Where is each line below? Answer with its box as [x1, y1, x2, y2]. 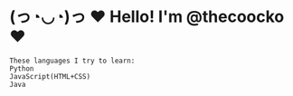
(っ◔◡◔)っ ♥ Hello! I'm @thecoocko [9, 6, 285, 27]
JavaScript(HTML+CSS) [9, 72, 91, 81]
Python [9, 63, 34, 73]
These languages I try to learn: [9, 56, 136, 65]
